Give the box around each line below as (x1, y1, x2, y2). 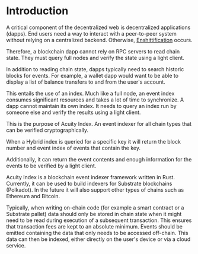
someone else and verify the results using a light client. (6, 109, 141, 116)
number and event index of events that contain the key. (6, 144, 141, 151)
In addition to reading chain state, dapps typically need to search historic (6, 65, 184, 72)
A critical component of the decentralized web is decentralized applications (6, 24, 191, 31)
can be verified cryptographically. (6, 126, 89, 134)
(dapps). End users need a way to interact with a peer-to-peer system (6, 30, 177, 37)
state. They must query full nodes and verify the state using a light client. (6, 54, 185, 61)
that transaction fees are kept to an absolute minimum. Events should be (6, 223, 183, 230)
